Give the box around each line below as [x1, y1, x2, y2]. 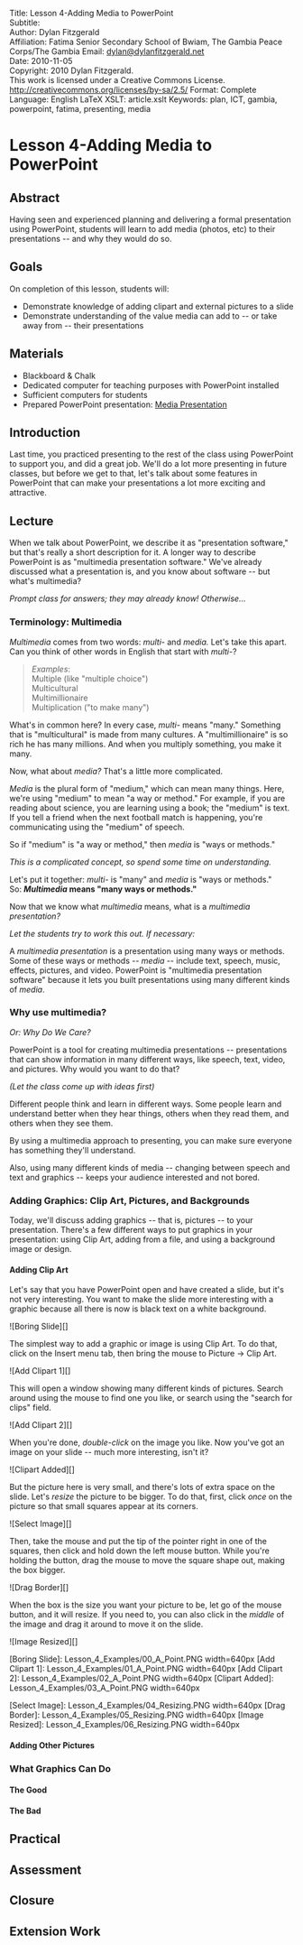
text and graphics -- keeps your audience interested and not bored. [9, 1172, 260, 1182]
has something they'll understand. [9, 1144, 136, 1155]
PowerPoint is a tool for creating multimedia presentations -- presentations [9, 1044, 288, 1055]
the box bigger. [9, 1565, 66, 1576]
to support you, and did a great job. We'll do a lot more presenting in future [9, 458, 288, 469]
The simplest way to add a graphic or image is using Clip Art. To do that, [9, 1338, 278, 1349]
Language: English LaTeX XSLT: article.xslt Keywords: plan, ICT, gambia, [9, 94, 278, 105]
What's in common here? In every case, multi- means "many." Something [9, 719, 281, 730]
